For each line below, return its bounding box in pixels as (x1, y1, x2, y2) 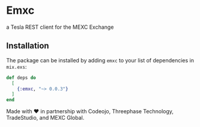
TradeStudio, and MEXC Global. (6, 114, 85, 122)
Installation (6, 41, 49, 51)
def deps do (6, 74, 36, 81)
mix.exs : (6, 63, 27, 70)
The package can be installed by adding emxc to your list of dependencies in (6, 56, 194, 63)
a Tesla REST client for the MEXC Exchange (6, 23, 114, 31)
